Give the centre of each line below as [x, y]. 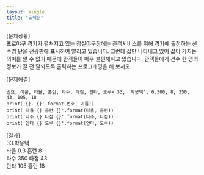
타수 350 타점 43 [27, 158]
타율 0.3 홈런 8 [24, 151]
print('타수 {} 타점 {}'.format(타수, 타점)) [60, 116]
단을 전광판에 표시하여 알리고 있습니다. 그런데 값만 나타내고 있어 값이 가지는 [107, 51]
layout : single [26, 12]
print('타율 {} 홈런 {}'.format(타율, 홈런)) [60, 110]
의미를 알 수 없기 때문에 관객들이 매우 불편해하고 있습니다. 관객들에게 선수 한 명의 [102, 59]
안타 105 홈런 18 [26, 166]
